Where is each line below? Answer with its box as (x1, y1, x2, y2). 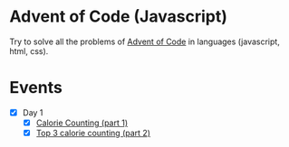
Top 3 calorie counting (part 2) (35, 128, 151, 138)
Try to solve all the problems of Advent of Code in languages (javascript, (9, 36, 281, 47)
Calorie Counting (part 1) (35, 117, 129, 128)
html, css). (9, 45, 49, 56)
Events (9, 78, 63, 98)
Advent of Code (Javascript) (9, 6, 228, 27)
